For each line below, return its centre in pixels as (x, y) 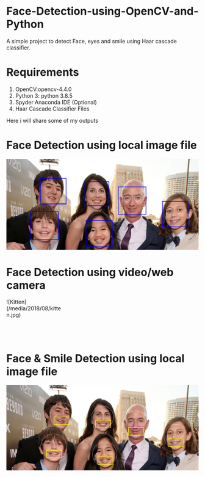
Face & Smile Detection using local (95, 358)
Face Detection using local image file (102, 145)
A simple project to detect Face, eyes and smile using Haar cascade (92, 41)
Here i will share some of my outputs (52, 120)
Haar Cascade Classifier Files (52, 109)
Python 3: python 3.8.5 (44, 95)
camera (26, 285)
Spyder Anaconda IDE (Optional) (56, 102)
